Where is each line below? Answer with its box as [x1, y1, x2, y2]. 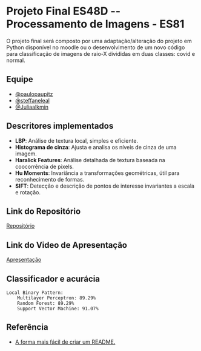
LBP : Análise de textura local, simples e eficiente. [15, 137, 138, 144]
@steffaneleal [15, 97, 50, 104]
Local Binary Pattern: [6, 290, 64, 296]
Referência [6, 322, 48, 332]
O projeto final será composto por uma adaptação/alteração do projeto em [6, 37, 192, 44]
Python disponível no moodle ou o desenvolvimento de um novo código [6, 44, 185, 51]
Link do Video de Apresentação [6, 240, 127, 250]
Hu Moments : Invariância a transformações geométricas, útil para [15, 169, 180, 177]
